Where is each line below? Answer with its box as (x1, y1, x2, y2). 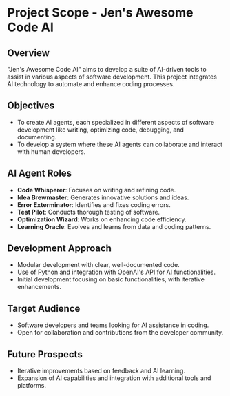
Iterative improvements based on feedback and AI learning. (17, 367, 186, 375)
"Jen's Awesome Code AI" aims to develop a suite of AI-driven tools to (7, 66, 207, 73)
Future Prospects (7, 348, 83, 360)
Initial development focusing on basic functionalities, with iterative (17, 275, 205, 284)
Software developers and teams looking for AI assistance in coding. (17, 321, 209, 329)
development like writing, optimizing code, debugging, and (17, 126, 185, 134)
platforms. (17, 382, 47, 390)
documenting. (17, 132, 57, 141)
